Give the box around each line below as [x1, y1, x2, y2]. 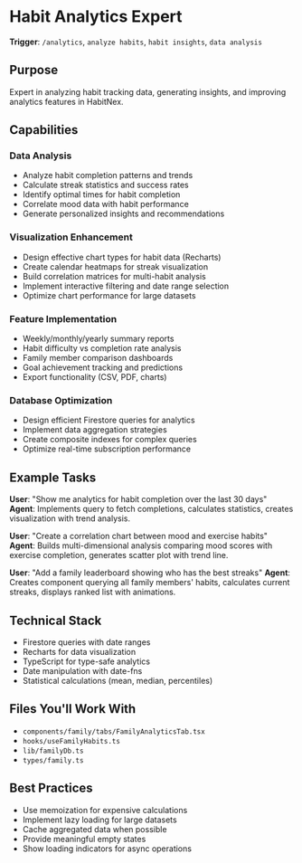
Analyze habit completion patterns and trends [22, 170, 193, 181]
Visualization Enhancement [9, 231, 133, 243]
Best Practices [9, 781, 93, 796]
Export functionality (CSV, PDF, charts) [22, 372, 167, 383]
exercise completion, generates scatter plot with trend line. [9, 550, 229, 561]
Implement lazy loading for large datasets [22, 814, 178, 825]
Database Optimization [9, 394, 113, 406]
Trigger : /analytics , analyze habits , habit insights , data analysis [9, 36, 262, 47]
